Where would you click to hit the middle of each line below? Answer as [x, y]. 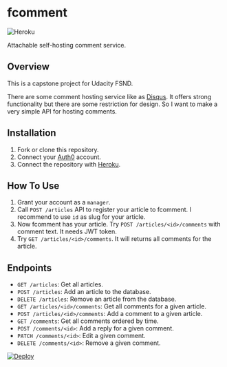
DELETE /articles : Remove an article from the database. [97, 299]
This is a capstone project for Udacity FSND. [70, 83]
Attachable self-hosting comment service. [67, 45]
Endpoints [30, 268]
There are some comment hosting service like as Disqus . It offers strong [109, 96]
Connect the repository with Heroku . [69, 164]
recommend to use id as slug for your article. [81, 217]
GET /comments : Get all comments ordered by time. [88, 321]
